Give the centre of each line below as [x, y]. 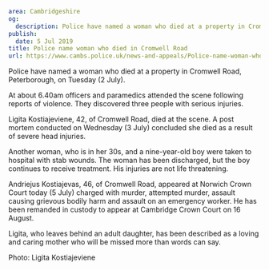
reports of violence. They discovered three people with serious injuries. [126, 104]
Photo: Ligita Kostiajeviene [52, 258]
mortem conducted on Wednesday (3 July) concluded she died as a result [131, 128]
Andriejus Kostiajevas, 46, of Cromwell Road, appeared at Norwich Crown [130, 185]
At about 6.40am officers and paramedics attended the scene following [126, 95]
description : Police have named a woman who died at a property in [130, 26]
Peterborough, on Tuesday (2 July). [67, 80]
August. [21, 218]
